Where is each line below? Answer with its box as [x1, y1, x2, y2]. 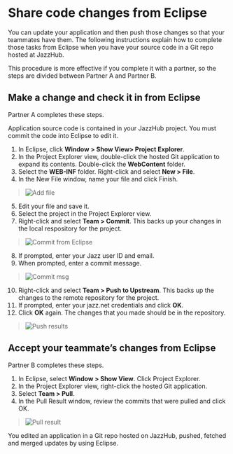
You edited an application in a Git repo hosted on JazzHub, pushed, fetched [8, 431, 227, 439]
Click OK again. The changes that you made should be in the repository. [17, 308, 226, 317]
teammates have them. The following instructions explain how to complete [8, 35, 223, 43]
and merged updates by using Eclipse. [8, 439, 118, 447]
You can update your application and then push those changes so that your [8, 28, 225, 36]
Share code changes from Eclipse [8, 5, 207, 21]
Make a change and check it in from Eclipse [8, 92, 201, 104]
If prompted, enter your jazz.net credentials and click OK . [17, 301, 184, 309]
